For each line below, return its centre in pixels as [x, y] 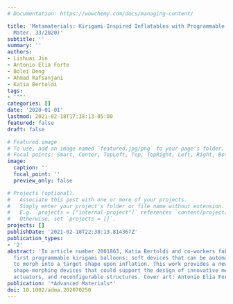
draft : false [26, 129]
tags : [15, 91]
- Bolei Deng [26, 71]
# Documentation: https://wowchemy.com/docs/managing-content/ [101, 14]
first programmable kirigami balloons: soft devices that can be [110, 257]
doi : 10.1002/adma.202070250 [49, 290]
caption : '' [31, 168]
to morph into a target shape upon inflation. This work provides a [114, 264]
